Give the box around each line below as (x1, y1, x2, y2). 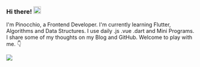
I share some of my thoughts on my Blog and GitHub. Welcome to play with (6, 33, 193, 41)
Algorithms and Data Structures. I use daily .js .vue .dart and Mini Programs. (6, 28, 195, 35)
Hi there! (6, 7, 33, 16)
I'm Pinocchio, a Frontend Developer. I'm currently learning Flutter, (6, 21, 171, 28)
